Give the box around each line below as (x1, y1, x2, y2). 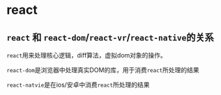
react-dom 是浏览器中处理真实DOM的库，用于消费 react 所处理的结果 (6, 66, 199, 74)
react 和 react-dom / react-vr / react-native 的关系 (6, 31, 214, 43)
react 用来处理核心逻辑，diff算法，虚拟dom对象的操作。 (6, 51, 167, 59)
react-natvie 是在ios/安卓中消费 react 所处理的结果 (6, 80, 150, 89)
